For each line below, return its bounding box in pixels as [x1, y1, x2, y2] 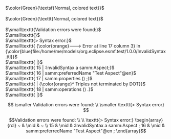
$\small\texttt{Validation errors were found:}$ [5, 27, 101, 33]
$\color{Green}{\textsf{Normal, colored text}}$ [5, 5, 104, 11]
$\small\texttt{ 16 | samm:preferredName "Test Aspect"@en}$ [5, 70, 137, 76]
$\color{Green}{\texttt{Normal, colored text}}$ [5, 16, 103, 21]
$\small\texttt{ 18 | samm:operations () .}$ [5, 86, 94, 92]
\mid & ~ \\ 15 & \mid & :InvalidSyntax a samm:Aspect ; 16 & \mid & [26, 123, 165, 128]
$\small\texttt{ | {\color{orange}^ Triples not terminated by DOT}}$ [5, 81, 146, 87]
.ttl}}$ [5, 54, 18, 60]
